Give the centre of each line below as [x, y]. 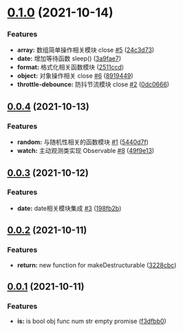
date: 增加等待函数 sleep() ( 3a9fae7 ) [69, 59]
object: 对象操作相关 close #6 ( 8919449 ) [75, 76]
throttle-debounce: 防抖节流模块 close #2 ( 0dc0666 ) [93, 85]
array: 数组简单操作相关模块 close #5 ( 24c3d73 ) [86, 50]
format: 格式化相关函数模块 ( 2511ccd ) [71, 68]
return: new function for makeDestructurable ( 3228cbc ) [97, 265]
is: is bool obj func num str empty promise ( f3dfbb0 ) [91, 321]
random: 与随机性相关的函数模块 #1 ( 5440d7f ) [83, 142]
